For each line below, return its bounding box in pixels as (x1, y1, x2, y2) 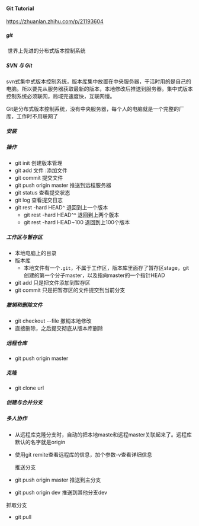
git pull (14, 513, 31, 520)
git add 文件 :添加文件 (14, 167, 68, 174)
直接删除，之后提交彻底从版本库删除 (14, 325, 104, 332)
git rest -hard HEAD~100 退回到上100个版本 (23, 219, 130, 226)
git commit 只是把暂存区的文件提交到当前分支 (14, 286, 126, 294)
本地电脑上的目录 (14, 250, 57, 257)
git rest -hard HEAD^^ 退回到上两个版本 (23, 211, 120, 219)
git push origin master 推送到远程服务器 (14, 181, 111, 189)
